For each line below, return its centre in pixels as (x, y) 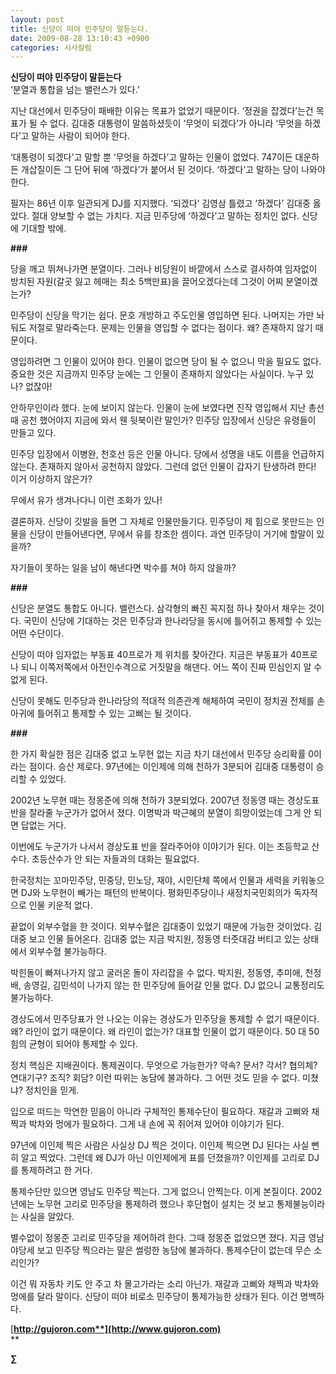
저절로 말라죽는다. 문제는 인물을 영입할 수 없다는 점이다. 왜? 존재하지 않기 (170, 328)
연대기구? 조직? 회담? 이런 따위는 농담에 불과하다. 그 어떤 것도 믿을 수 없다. (155, 1078)
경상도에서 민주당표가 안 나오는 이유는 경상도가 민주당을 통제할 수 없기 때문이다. (165, 1019)
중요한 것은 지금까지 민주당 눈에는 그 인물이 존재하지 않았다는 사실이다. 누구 (157, 374)
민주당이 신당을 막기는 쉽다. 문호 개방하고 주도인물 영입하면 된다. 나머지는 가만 (162, 315)
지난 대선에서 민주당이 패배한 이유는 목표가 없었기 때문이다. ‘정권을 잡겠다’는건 (162, 111)
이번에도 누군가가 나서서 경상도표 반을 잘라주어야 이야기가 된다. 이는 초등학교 (160, 847)
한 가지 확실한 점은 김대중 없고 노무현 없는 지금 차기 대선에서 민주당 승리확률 (158, 754)
